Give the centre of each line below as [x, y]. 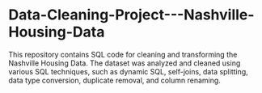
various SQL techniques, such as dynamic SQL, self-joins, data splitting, [128, 71]
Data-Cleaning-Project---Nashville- [131, 15]
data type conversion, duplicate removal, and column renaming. [114, 80]
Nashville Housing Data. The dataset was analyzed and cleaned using [125, 63]
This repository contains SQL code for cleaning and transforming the [123, 54]
